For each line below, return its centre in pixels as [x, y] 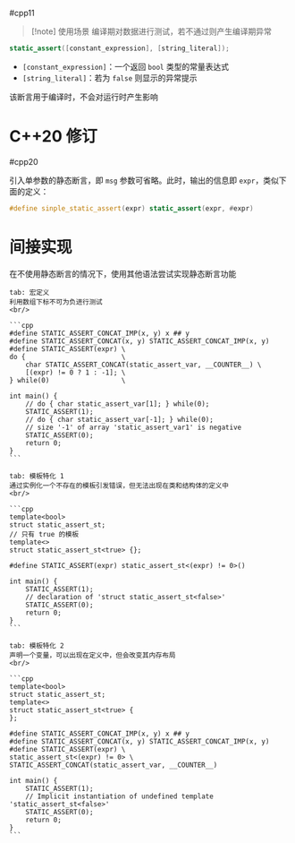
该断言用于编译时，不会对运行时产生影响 [84, 97]
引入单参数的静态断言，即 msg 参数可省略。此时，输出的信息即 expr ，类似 [144, 180]
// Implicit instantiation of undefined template [120, 796]
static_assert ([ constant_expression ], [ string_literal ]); [119, 48]
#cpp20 [24, 161]
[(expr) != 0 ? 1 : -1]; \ [76, 372]
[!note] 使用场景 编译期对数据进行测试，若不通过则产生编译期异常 [152, 31]
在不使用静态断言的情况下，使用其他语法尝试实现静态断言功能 [123, 273]
